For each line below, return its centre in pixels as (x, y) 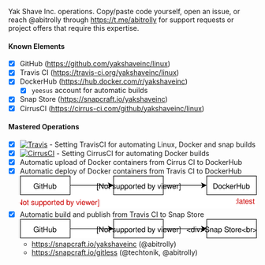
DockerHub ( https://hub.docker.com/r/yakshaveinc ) (103, 81)
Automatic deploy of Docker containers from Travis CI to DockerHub (131, 171)
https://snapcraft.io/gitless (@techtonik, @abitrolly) (115, 252)
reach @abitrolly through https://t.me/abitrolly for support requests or (121, 20)
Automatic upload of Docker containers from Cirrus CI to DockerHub (131, 162)
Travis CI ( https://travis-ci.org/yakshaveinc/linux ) (99, 73)
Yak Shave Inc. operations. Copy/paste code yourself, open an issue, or (124, 11)
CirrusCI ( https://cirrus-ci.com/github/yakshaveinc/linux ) (112, 108)
